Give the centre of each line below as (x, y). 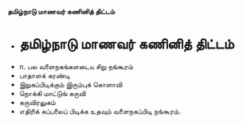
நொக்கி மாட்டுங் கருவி (52, 93)
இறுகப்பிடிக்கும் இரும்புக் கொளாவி (71, 84)
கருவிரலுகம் (37, 102)
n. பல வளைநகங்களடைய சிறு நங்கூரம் (76, 66)
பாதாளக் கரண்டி (45, 76)
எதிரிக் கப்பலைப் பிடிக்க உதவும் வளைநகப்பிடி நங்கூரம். (100, 111)
